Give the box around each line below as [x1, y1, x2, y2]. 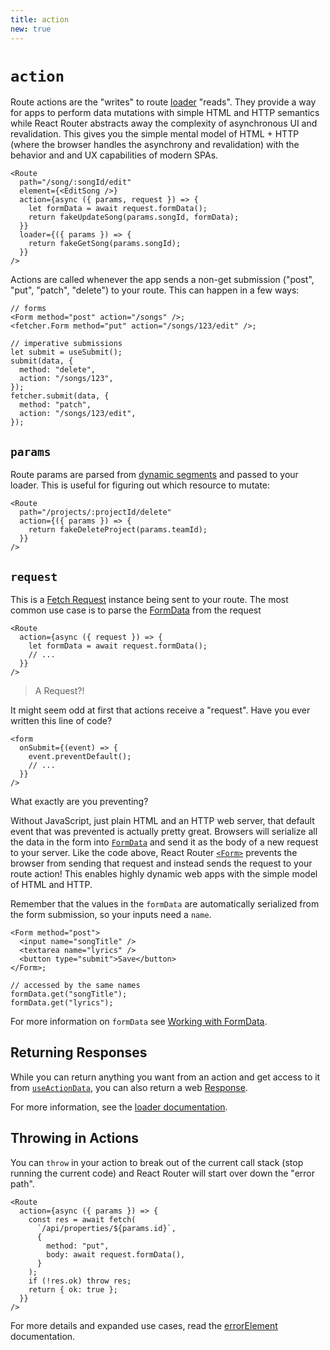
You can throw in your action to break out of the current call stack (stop [10, 1156, 304, 1168]
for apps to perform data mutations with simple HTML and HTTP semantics [10, 107, 320, 119]
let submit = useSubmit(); [10, 347, 123, 358]
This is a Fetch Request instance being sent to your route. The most [10, 594, 289, 606]
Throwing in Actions [10, 1130, 139, 1147]
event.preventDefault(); [28, 752, 132, 762]
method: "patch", [19, 400, 92, 410]
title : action [10, 14, 70, 25]
